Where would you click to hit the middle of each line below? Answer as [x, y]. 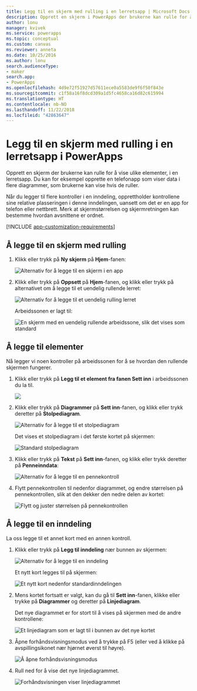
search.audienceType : [33, 66]
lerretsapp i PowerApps [64, 157]
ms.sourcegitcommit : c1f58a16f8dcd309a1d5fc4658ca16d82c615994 [85, 93]
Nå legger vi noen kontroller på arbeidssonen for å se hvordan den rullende [97, 361]
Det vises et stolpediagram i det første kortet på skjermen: [85, 436]
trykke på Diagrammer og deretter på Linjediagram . [78, 601]
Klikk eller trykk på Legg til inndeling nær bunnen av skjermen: [91, 550]
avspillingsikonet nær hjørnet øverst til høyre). [70, 648]
